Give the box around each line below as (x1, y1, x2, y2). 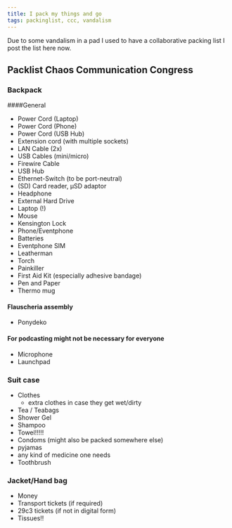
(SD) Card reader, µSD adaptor (17, 182, 107, 191)
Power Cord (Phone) (17, 122, 77, 131)
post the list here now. (7, 44, 72, 52)
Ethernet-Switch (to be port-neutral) (17, 174, 123, 183)
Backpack (7, 85, 42, 95)
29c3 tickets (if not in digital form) (17, 507, 117, 515)
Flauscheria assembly (7, 302, 74, 311)
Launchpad (17, 357, 51, 366)
